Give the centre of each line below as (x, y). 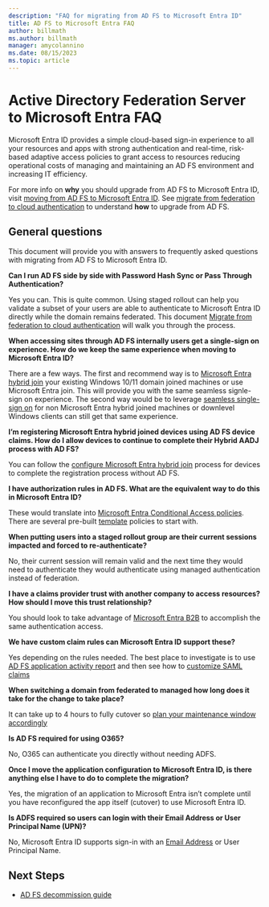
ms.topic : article (39, 61)
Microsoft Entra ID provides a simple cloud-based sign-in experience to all (131, 140)
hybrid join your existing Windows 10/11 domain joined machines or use (126, 382)
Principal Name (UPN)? (47, 826)
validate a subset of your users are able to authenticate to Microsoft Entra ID (134, 308)
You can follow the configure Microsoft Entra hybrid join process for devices (134, 464)
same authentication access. (56, 626)
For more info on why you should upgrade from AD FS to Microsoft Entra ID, (134, 189)
